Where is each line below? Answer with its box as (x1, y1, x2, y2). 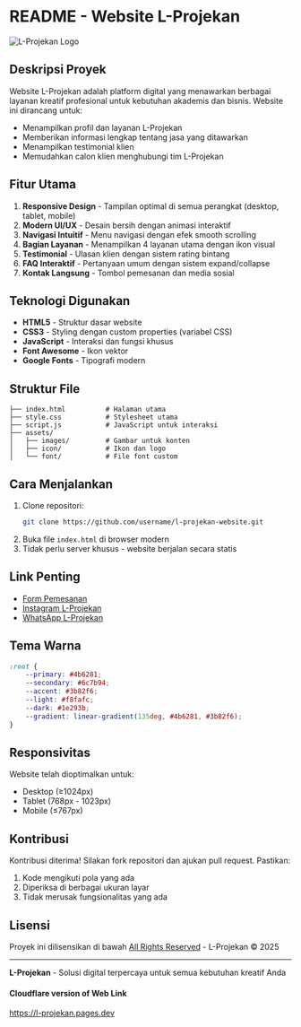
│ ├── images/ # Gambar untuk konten (9, 437, 191, 446)
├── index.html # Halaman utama (9, 405, 167, 414)
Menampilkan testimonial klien (21, 141, 134, 152)
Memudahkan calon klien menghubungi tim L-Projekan (21, 151, 224, 161)
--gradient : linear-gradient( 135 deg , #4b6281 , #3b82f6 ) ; (25, 711, 243, 721)
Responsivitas (9, 744, 91, 760)
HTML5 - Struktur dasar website (21, 317, 142, 328)
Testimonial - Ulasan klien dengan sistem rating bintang (21, 248, 230, 259)
